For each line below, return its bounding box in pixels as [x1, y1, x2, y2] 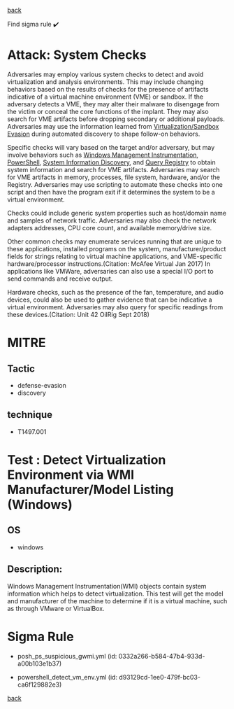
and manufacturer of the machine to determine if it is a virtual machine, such [7, 596, 228, 605]
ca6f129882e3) [17, 680, 62, 689]
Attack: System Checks [7, 47, 147, 63]
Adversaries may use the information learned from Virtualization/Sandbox [7, 122, 219, 130]
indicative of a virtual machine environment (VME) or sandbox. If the [7, 92, 204, 101]
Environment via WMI [7, 467, 135, 482]
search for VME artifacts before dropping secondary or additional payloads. [7, 115, 225, 123]
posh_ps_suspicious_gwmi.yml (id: [17, 652, 117, 660]
